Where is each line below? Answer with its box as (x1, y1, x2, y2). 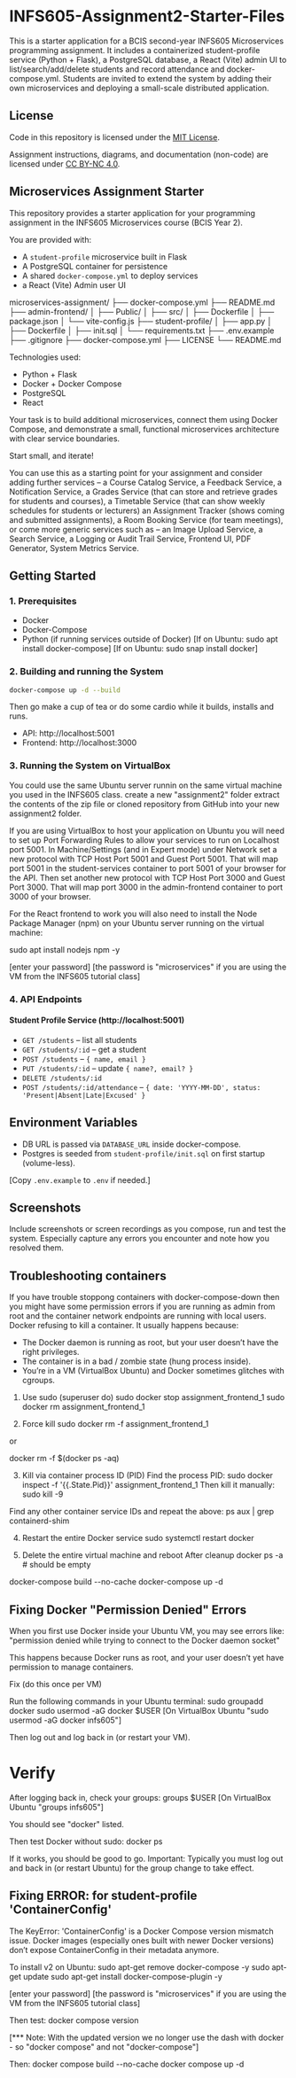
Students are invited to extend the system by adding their (62, 73, 272, 83)
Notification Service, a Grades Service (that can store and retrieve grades (9, 486, 278, 497)
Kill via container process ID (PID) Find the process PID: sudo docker (21, 1470, 273, 1481)
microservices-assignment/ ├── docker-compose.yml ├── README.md (9, 297, 276, 307)
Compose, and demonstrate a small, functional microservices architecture (9, 424, 280, 434)
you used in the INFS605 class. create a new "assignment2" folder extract (9, 789, 280, 799)
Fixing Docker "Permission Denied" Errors (9, 1602, 247, 1617)
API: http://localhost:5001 (21, 728, 115, 739)
